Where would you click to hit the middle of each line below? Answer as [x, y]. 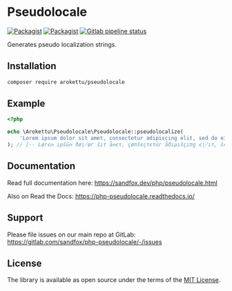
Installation [32, 66]
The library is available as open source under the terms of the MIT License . [114, 280]
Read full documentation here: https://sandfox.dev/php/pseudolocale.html [112, 183]
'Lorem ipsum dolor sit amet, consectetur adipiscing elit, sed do [118, 139]
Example [26, 104]
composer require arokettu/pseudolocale [66, 82]
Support [25, 218]
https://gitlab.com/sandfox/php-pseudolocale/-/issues [85, 241]
